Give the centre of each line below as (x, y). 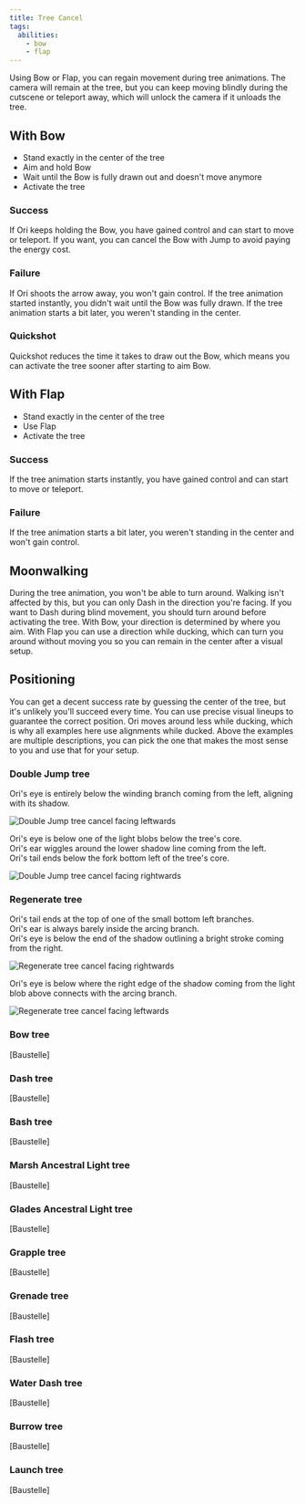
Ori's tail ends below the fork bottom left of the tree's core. (120, 858)
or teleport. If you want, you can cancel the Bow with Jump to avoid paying (150, 240)
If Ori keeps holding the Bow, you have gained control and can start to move (152, 230)
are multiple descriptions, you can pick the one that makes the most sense (149, 740)
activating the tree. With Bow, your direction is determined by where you (145, 622)
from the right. (36, 948)
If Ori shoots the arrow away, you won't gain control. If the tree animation (147, 293)
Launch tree (36, 1470)
